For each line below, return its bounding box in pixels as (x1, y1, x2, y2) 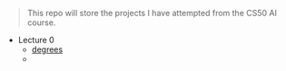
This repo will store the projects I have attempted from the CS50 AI (26, 8, 277, 18)
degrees (31, 44, 64, 55)
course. (26, 17, 56, 28)
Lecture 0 (17, 35, 54, 45)
